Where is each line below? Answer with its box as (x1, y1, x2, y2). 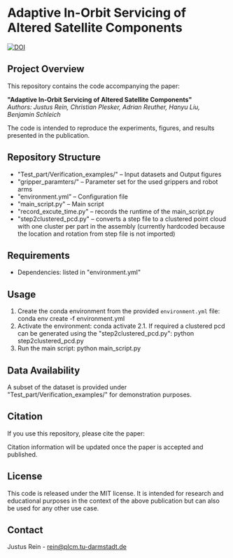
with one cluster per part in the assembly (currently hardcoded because (17, 222, 225, 230)
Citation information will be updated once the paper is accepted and (7, 443, 204, 451)
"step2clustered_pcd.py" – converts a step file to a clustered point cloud (17, 215, 227, 223)
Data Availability (7, 364, 80, 376)
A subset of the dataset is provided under (7, 383, 127, 391)
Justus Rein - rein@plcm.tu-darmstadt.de (7, 543, 127, 551)
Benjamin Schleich (7, 110, 61, 118)
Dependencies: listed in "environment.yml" (17, 268, 141, 277)
